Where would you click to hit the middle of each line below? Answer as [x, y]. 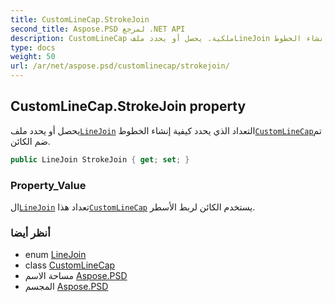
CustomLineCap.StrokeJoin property [128, 106]
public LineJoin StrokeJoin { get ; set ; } [100, 159]
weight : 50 [33, 57]
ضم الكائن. [30, 141]
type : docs [33, 47]
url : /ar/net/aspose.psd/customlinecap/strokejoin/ [120, 66]
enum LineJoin [55, 255]
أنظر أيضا [30, 233]
